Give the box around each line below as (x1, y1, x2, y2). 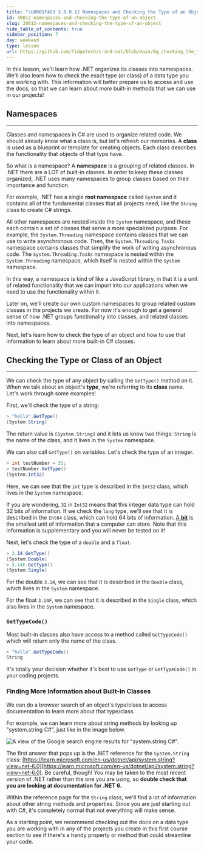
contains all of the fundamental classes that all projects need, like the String (6, 199, 197, 207)
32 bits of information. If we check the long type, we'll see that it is (6, 507, 173, 515)
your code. (6, 838, 33, 845)
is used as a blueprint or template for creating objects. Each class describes (6, 144, 196, 151)
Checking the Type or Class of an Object (6, 355, 162, 365)
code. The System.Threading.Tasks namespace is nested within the (6, 250, 174, 258)
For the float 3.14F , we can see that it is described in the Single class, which (6, 596, 197, 604)
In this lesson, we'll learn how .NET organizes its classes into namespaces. (6, 65, 193, 72)
